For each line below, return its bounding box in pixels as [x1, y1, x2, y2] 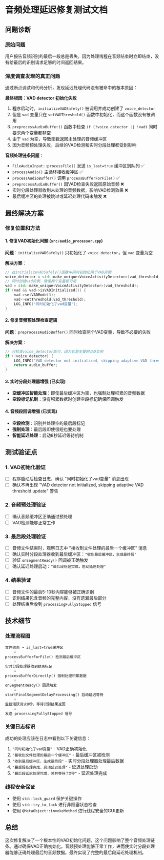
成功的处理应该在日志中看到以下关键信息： [5, 735, 91, 741]
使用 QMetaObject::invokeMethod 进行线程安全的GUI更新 [12, 808, 124, 814]
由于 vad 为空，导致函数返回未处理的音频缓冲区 [12, 136, 107, 142]
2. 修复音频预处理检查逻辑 [5, 317, 58, 323]
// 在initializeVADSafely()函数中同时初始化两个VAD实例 [5, 269, 111, 275]
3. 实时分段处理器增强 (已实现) [5, 378, 66, 384]
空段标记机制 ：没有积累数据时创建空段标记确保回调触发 [12, 396, 123, 402]
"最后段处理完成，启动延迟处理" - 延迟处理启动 [12, 764, 98, 770]
